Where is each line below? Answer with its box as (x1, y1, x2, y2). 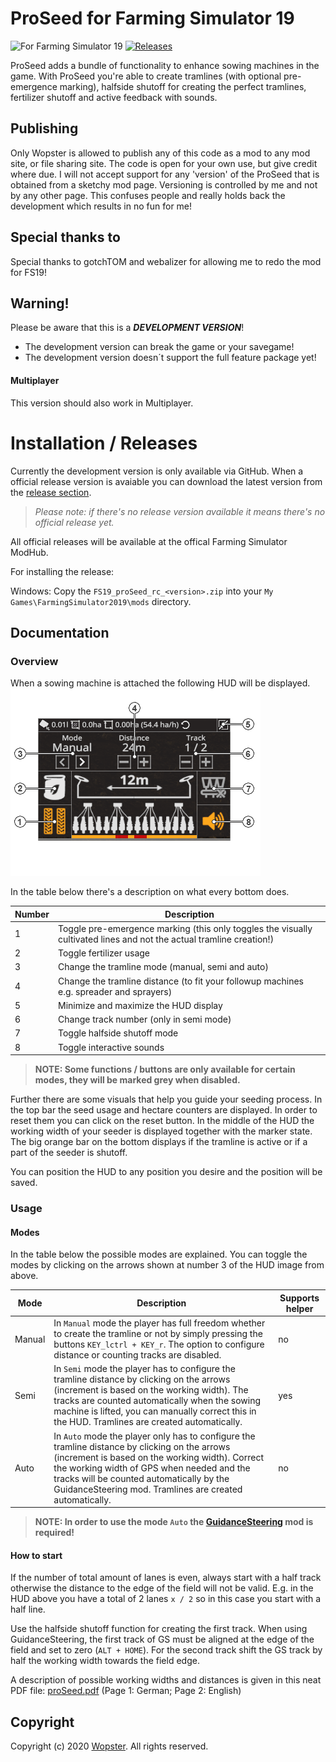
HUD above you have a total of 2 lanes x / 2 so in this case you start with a (10, 1593, 322, 1605)
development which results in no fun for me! (10, 200, 193, 212)
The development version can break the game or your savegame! (24, 341, 295, 353)
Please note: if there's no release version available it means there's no (34, 505, 326, 517)
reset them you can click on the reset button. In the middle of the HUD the (10, 1115, 315, 1127)
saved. (10, 1177, 38, 1189)
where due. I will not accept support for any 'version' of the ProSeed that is (10, 168, 320, 180)
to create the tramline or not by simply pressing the (53, 1328, 263, 1340)
